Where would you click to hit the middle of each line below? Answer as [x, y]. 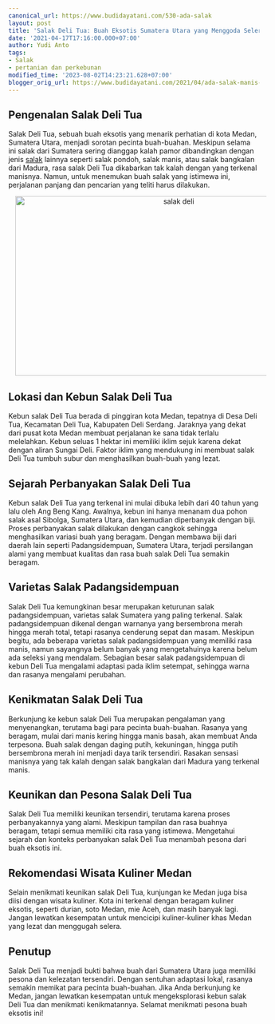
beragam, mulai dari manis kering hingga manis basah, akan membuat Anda [133, 736]
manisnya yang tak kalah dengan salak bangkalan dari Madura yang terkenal [134, 761]
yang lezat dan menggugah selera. [65, 927]
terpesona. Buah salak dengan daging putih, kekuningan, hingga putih [123, 744]
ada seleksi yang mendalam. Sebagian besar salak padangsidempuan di [127, 657]
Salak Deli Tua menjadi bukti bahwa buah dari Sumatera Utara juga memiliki [132, 970]
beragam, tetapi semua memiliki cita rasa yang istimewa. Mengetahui [122, 831]
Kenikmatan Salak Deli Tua [76, 700]
